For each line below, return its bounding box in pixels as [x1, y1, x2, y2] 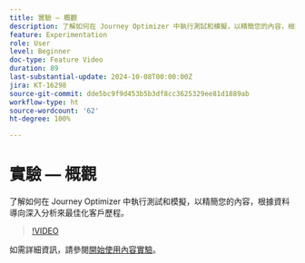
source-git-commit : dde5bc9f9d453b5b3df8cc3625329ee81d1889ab [9, 89, 250, 98]
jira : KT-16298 [9, 81, 67, 90]
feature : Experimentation [9, 30, 107, 39]
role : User [9, 38, 51, 48]
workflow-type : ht [9, 97, 79, 107]
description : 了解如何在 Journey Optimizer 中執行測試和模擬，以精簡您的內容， [9, 22, 289, 31]
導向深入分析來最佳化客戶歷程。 [9, 208, 129, 219]
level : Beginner [9, 47, 71, 56]
